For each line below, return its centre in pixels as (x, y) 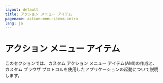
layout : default (22, 10)
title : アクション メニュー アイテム (39, 14)
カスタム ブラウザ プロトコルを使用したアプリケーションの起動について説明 (82, 69)
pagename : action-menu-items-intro (42, 19)
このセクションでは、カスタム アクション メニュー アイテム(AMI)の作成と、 (81, 63)
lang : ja (14, 23)
